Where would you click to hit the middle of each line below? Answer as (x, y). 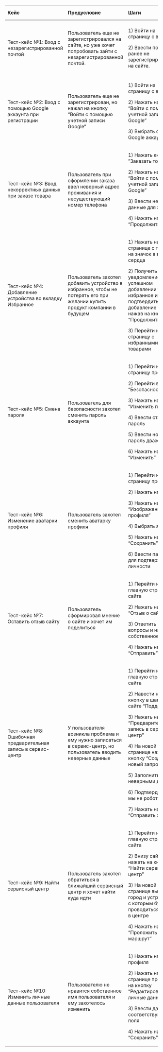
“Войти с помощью (90, 114)
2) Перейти (141, 383)
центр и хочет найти (91, 892)
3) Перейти (141, 331)
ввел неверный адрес (94, 187)
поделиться (82, 628)
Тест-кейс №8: (25, 731)
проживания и (85, 193)
